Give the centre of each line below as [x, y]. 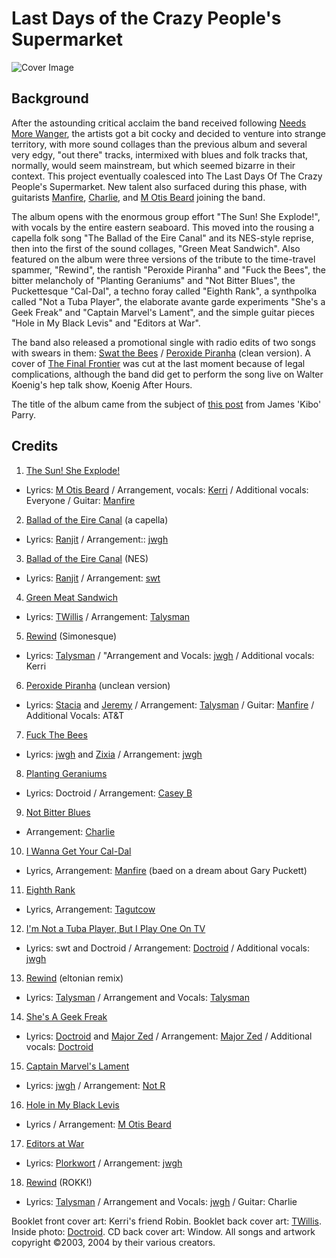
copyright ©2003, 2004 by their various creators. [113, 1242]
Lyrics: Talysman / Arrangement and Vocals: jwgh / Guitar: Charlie [161, 1201]
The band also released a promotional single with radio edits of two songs [163, 342]
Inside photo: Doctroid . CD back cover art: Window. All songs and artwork [163, 1231]
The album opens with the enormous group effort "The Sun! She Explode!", [166, 216]
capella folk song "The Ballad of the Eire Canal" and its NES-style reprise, [162, 238]
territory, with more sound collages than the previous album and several [159, 144]
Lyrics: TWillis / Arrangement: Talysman [108, 616]
